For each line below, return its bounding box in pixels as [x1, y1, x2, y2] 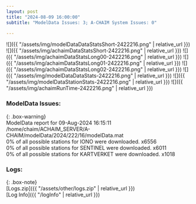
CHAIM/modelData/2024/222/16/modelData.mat [6, 131, 124, 139]
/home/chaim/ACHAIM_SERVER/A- [6, 125, 90, 133]
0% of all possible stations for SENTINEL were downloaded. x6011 [6, 144, 167, 151]
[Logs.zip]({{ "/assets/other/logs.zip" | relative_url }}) [6, 185, 135, 192]
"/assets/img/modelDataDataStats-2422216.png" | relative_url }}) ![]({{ [14, 72, 185, 80]
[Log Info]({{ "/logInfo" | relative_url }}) [6, 191, 100, 198]
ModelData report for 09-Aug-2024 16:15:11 [6, 119, 112, 126]
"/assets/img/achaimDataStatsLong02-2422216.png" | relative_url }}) [14, 66, 182, 73]
